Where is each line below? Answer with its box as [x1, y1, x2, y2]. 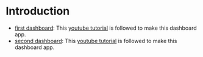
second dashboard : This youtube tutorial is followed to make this [14, 37, 177, 44]
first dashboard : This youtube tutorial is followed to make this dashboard [14, 24, 198, 32]
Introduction [5, 4, 70, 18]
